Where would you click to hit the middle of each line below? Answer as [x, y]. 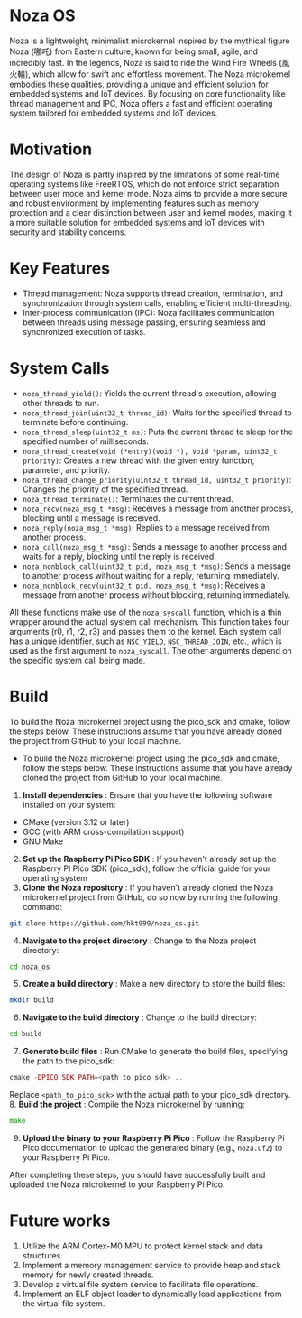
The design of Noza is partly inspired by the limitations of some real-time [145, 174]
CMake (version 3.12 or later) [76, 821]
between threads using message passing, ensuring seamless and [144, 322]
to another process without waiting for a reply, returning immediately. [151, 575]
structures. [42, 1255]
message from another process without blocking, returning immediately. [156, 594]
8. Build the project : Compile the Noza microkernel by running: [127, 1105]
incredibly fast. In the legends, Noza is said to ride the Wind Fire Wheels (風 [150, 62]
